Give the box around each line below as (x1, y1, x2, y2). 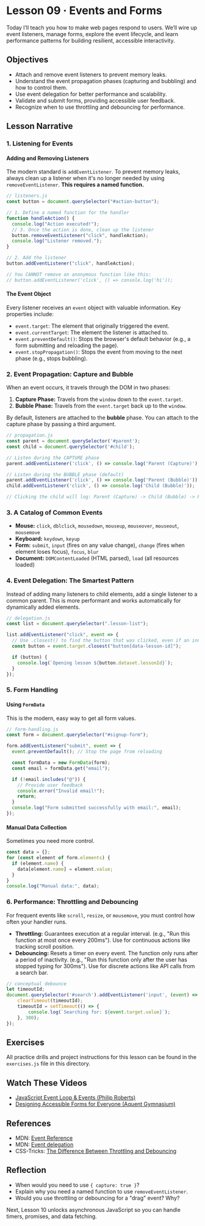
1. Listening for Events (6, 139, 73, 148)
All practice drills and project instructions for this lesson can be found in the (6, 1054, 197, 1061)
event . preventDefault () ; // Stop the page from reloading (12, 749, 163, 755)
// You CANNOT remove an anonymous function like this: (6, 271, 151, 277)
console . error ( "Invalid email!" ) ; (17, 788, 105, 794)
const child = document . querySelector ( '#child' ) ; (6, 444, 135, 450)
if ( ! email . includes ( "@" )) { (12, 776, 86, 782)
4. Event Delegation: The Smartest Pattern (6, 576, 134, 585)
